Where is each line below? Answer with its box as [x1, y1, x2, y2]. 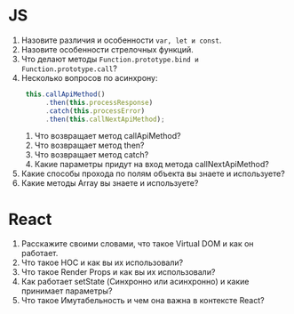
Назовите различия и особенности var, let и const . [20, 35, 222, 45]
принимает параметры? [20, 286, 113, 296]
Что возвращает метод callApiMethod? [34, 131, 181, 141]
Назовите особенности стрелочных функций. [20, 44, 195, 54]
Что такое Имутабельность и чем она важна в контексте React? [20, 295, 265, 306]
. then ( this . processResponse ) [44, 98, 154, 107]
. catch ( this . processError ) [44, 106, 146, 116]
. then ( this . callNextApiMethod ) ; [44, 115, 165, 124]
